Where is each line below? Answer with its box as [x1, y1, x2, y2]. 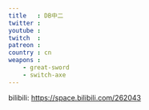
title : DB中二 [8, 11, 64, 20]
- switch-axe [22, 71, 66, 79]
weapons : [8, 57, 42, 65]
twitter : [8, 19, 42, 27]
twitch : [8, 33, 42, 42]
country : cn [8, 49, 52, 57]
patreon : [8, 41, 42, 49]
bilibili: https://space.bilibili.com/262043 [8, 92, 142, 102]
